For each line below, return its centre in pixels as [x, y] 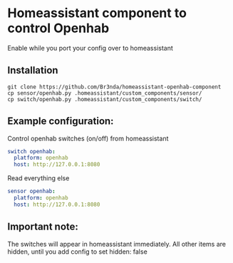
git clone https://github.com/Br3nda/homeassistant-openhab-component [114, 87]
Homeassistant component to [97, 13]
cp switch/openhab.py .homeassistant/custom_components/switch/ [105, 99]
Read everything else [38, 178]
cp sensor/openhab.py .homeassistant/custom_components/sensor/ [105, 93]
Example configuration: [61, 122]
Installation [33, 70]
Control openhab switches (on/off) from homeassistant [88, 138]
